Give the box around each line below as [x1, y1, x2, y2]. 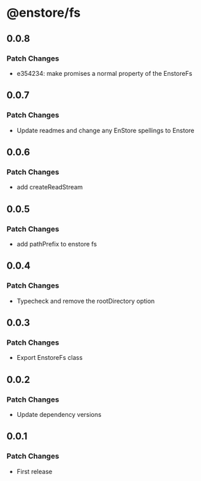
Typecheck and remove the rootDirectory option [16, 297, 155, 305]
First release [16, 467, 53, 475]
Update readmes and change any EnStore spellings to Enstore [16, 126, 195, 134]
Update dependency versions [16, 411, 102, 418]
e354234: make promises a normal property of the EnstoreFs [16, 69, 193, 77]
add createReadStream [16, 183, 83, 191]
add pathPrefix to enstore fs [16, 239, 97, 248]
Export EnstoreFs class [16, 354, 83, 362]
